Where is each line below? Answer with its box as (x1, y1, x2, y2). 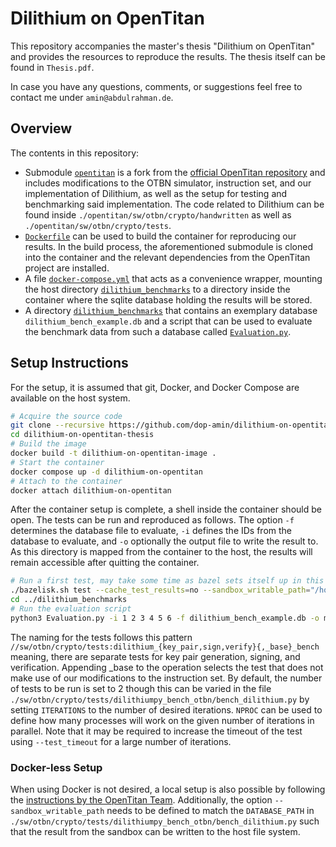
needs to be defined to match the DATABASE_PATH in (106, 805, 315, 817)
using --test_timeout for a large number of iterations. (10, 735, 232, 747)
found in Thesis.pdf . (10, 61, 95, 73)
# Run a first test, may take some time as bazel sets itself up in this (10, 576, 325, 586)
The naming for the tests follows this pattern (10, 631, 193, 643)
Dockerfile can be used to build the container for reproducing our (24, 230, 297, 242)
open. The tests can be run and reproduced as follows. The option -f (10, 514, 295, 526)
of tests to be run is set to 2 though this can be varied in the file (10, 682, 272, 694)
